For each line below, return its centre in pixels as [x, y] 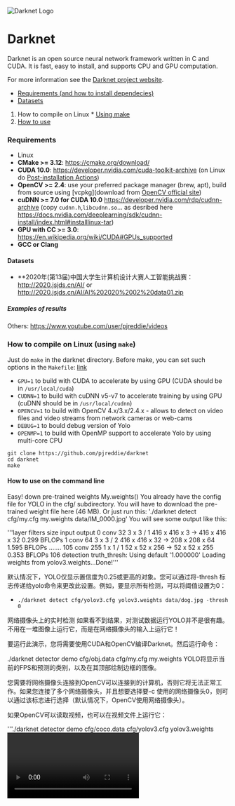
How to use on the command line [56, 481]
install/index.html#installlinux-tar [65, 222]
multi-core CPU [40, 440]
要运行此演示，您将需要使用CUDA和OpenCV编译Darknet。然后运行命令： [113, 644]
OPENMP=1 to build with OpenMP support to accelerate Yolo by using [114, 433]
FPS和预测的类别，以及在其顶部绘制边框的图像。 [90, 667]
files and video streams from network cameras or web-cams [105, 418]
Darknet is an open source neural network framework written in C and [108, 58]
